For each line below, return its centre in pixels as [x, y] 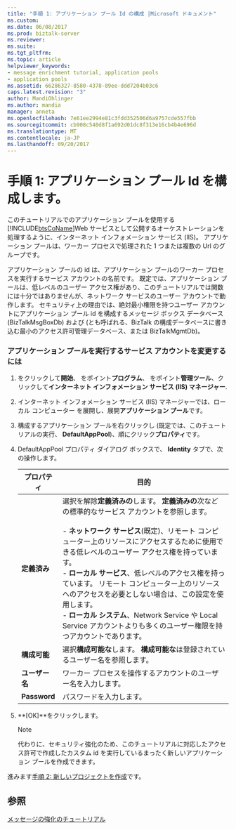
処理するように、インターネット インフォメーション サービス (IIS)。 [105, 237]
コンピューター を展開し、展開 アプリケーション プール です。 [119, 411]
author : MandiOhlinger [40, 99]
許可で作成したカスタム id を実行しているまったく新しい [105, 753]
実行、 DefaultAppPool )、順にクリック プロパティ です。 [123, 434]
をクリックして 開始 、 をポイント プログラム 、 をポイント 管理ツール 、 [117, 378]
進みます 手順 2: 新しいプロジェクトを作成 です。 [76, 777]
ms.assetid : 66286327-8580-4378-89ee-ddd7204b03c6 [83, 86]
